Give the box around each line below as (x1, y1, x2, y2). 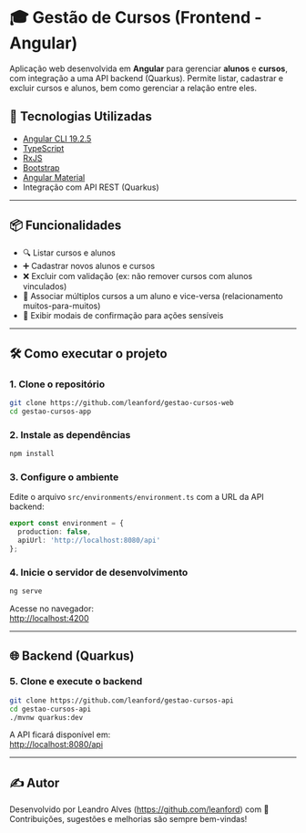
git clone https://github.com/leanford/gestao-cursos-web (9, 399, 234, 408)
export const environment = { (9, 519, 125, 528)
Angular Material (22, 172, 86, 182)
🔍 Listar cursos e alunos (22, 247, 116, 258)
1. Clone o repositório (9, 378, 106, 390)
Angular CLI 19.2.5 (22, 133, 92, 144)
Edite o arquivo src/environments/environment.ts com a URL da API (9, 492, 264, 503)
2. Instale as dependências (9, 428, 131, 441)
